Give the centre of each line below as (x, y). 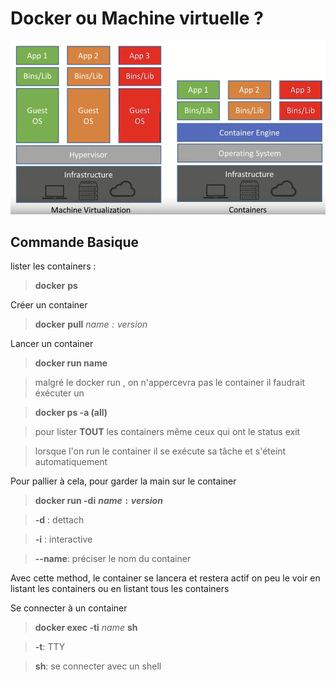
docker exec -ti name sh (86, 628)
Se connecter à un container (69, 608)
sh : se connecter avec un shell (98, 666)
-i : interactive (63, 539)
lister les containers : (53, 266)
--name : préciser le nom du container (113, 559)
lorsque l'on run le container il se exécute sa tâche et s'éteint (160, 451)
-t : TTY (50, 647)
